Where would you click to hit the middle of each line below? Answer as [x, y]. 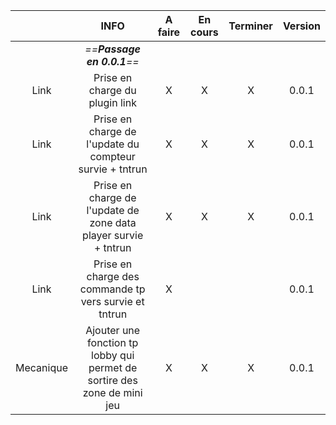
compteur [112, 156]
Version [301, 26]
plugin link [112, 102]
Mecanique [41, 367]
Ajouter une [113, 330]
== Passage [112, 49]
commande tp [112, 289]
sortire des [112, 380]
